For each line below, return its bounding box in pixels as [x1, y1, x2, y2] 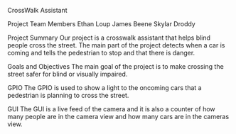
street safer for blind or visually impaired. [7, 70, 128, 78]
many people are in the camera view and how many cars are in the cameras [7, 113, 230, 121]
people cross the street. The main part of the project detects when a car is [7, 41, 225, 49]
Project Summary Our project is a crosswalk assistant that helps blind [7, 33, 211, 42]
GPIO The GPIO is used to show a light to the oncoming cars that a [7, 84, 202, 91]
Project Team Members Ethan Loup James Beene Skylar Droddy [7, 20, 195, 28]
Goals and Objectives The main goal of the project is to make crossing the [7, 62, 224, 70]
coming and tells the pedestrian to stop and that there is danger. [7, 49, 195, 57]
